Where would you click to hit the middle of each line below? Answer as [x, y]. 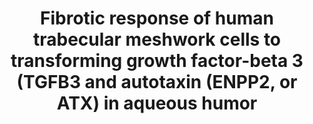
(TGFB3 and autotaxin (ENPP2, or [157, 82]
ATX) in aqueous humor [157, 103]
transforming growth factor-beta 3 [157, 61]
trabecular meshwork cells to [157, 39]
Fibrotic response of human [157, 18]
